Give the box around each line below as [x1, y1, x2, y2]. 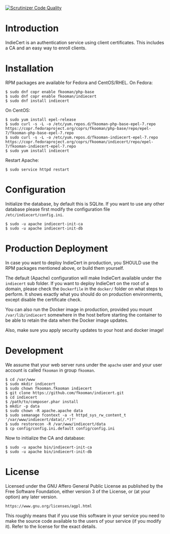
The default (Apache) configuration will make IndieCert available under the [5, 275, 162, 281]
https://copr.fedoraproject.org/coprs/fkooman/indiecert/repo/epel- [5, 139, 154, 145]
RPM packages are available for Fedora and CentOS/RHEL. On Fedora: [5, 79, 153, 86]
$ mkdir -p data [5, 404, 40, 409]
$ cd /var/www [5, 377, 36, 382]
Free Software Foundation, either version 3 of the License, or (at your [5, 488, 151, 494]
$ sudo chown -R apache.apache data [5, 408, 83, 413]
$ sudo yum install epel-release [5, 117, 76, 122]
